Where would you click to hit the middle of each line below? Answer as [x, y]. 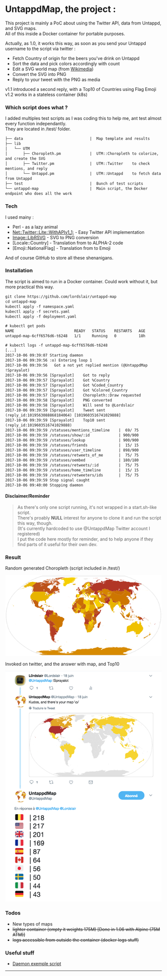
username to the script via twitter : [40, 48]
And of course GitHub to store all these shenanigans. [59, 258]
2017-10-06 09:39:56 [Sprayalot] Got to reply [58, 375]
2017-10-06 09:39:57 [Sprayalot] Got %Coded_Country [64, 385]
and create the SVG [25, 159]
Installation [19, 271]
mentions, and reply [27, 169]
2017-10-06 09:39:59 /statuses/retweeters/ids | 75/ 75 [72, 475]
